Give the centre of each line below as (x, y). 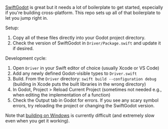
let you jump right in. (27, 18)
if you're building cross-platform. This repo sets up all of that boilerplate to (83, 13)
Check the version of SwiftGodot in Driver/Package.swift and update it (87, 43)
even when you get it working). (37, 121)
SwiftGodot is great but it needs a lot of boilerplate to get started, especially (84, 7)
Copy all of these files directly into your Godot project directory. (79, 38)
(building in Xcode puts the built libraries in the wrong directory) (79, 84)
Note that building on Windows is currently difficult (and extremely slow (80, 115)
